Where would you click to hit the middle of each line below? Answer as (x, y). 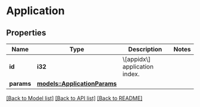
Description (145, 49)
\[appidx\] (136, 59)
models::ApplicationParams (77, 84)
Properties (26, 33)
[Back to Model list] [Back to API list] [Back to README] (74, 98)
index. (131, 74)
